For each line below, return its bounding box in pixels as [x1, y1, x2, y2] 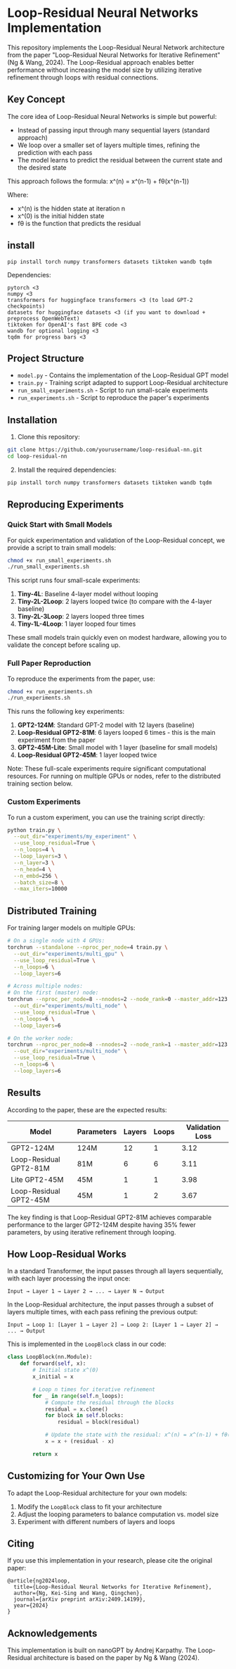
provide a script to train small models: [7, 543, 117, 552]
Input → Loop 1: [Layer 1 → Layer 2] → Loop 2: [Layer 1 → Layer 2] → [7, 1321, 218, 1328]
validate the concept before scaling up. [7, 641, 121, 649]
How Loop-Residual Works [7, 1248, 126, 1260]
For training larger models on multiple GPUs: [7, 924, 136, 932]
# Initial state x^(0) [32, 1367, 99, 1374]
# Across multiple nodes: [7, 983, 83, 990]
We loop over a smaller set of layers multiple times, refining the [17, 141, 200, 149]
